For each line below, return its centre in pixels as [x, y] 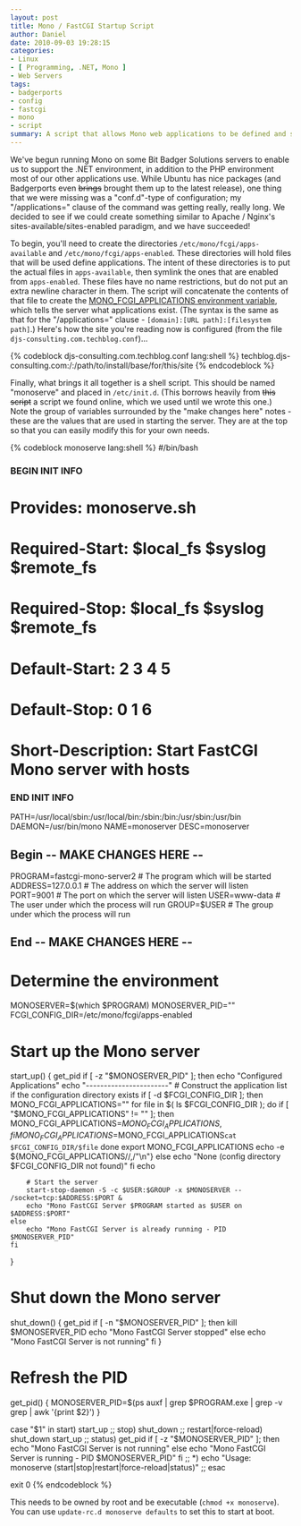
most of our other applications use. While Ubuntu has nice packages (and [146, 178]
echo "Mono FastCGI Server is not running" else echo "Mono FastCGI [138, 1448]
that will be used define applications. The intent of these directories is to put [150, 262]
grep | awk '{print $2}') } [55, 1411]
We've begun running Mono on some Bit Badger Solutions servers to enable [150, 159]
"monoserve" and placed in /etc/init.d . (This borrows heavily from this [143, 392]
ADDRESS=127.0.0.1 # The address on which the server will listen [130, 886]
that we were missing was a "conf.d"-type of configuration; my [126, 197]
